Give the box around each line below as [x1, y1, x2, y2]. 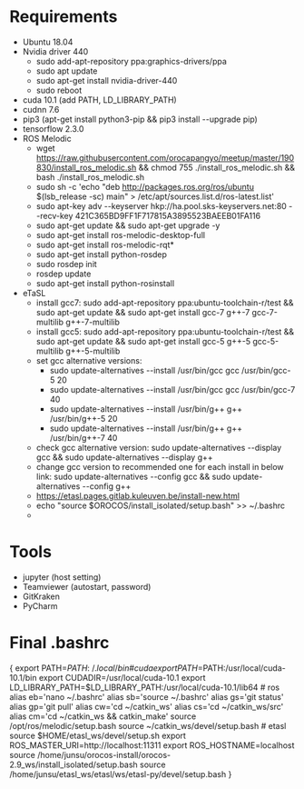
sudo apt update [35, 65, 98, 76]
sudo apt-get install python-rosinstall [35, 277, 175, 288]
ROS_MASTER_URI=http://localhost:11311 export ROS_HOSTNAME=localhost [9, 739, 295, 751]
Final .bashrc [9, 633, 110, 654]
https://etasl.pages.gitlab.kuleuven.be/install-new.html [35, 490, 240, 501]
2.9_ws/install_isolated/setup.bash [9, 759, 138, 770]
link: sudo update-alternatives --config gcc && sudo [35, 471, 231, 482]
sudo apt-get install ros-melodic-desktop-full [35, 229, 206, 240]
